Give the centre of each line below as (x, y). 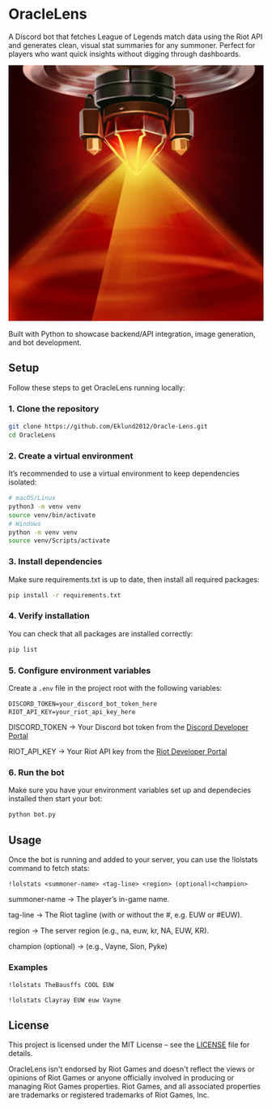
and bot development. (45, 343)
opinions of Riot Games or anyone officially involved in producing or (121, 1078)
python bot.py (32, 815)
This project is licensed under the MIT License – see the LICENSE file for (129, 1045)
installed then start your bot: (55, 799)
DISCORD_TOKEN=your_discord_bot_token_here (83, 704)
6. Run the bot (36, 772)
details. (21, 1054)
